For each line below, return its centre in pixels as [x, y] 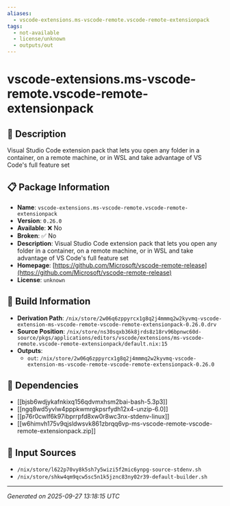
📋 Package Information [59, 187]
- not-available [36, 33]
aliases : [20, 13]
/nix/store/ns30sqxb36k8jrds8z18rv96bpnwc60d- [134, 332]
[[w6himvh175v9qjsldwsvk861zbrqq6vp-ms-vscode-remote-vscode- [115, 424]
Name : [26, 207]
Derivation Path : [40, 318]
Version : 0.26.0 [39, 220]
